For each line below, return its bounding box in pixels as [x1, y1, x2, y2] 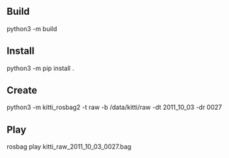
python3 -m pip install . [6, 64, 74, 72]
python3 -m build [6, 24, 57, 33]
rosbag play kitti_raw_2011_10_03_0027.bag [6, 142, 132, 151]
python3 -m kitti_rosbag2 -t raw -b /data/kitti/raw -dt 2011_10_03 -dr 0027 [6, 103, 223, 112]
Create [6, 84, 38, 96]
